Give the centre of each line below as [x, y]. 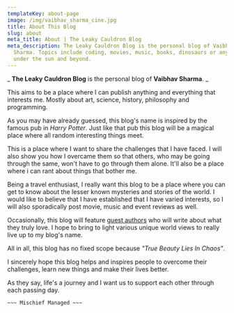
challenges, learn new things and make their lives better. [88, 269]
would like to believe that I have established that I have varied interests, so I [116, 199]
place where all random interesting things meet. [76, 135]
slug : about [24, 33]
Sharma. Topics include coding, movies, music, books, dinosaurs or [115, 53]
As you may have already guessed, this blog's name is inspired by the [107, 120]
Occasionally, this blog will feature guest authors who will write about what [115, 220]
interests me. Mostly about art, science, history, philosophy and [98, 99]
